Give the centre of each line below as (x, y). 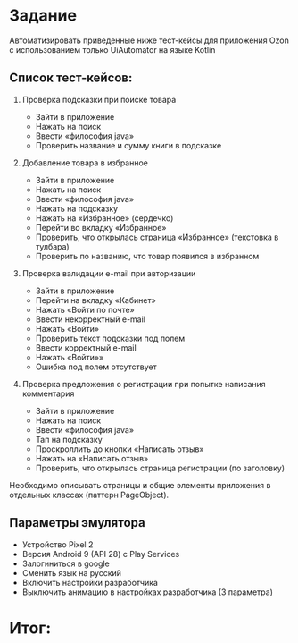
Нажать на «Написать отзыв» (92, 458)
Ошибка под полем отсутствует (96, 367)
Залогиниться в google (66, 563)
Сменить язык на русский (72, 572)
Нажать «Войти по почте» (85, 309)
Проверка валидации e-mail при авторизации (109, 273)
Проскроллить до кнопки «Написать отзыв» (120, 449)
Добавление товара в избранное (85, 163)
